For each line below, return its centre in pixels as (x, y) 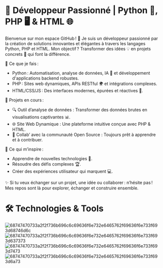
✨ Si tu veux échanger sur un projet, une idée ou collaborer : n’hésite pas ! (79, 183)
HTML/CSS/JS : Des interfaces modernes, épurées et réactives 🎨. (77, 90)
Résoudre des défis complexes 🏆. (47, 164)
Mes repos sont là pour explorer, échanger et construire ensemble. (72, 188)
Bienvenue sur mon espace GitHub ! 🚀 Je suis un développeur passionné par (81, 38)
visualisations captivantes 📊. (41, 117)
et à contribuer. (27, 140)
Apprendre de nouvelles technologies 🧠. (52, 158)
